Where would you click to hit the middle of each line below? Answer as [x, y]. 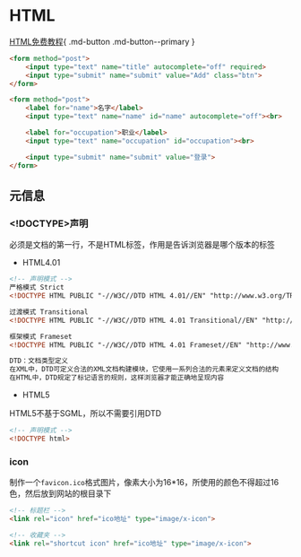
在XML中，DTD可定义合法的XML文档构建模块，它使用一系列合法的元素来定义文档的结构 [144, 370]
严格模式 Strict [37, 288]
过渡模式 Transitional [49, 312]
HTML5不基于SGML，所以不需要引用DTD [86, 413]
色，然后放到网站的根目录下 [60, 493]
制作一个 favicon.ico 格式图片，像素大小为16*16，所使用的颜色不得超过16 [144, 483]
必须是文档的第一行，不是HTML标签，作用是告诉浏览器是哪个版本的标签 [142, 245]
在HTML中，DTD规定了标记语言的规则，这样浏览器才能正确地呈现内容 [117, 378]
